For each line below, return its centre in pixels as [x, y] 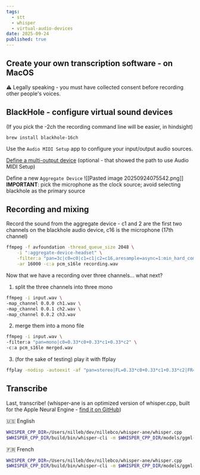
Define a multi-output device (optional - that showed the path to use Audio [98, 160]
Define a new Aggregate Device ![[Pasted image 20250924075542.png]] [95, 178]
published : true [26, 39]
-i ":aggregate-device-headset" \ [60, 253]
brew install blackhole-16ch [42, 138]
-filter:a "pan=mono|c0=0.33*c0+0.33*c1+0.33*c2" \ [71, 342]
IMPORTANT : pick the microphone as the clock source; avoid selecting [93, 184]
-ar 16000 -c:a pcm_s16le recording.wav [68, 264]
